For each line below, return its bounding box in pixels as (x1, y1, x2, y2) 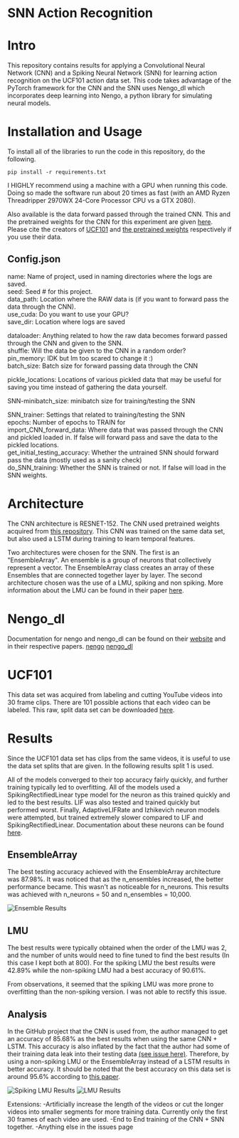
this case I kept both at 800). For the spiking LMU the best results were (7, 959, 216, 967)
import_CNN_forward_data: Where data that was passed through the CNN (7, 425, 223, 434)
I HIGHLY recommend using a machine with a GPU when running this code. (7, 181, 228, 190)
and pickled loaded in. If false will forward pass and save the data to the (7, 432, 218, 442)
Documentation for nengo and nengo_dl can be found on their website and (7, 634, 226, 643)
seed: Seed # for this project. (7, 287, 92, 296)
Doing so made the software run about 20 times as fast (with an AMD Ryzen (7, 188, 230, 197)
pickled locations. (7, 440, 59, 449)
